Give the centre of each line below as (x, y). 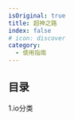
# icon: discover (37, 38)
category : (25, 46)
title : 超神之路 (33, 23)
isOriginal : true (37, 16)
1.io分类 (21, 108)
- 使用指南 (31, 53)
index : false (30, 30)
